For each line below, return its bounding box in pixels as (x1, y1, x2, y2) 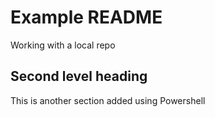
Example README (10, 6, 163, 29)
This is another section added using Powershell (10, 94, 206, 106)
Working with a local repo (10, 39, 116, 51)
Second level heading (10, 68, 148, 85)
